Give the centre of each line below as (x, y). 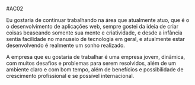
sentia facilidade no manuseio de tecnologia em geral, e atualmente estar (95, 39)
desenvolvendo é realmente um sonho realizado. (66, 45)
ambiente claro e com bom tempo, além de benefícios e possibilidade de (95, 70)
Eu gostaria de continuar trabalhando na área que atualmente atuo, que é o (98, 20)
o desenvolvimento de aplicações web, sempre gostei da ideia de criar (92, 26)
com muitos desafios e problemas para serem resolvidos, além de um (91, 63)
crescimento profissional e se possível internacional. (70, 76)
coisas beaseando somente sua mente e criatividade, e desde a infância (94, 33)
